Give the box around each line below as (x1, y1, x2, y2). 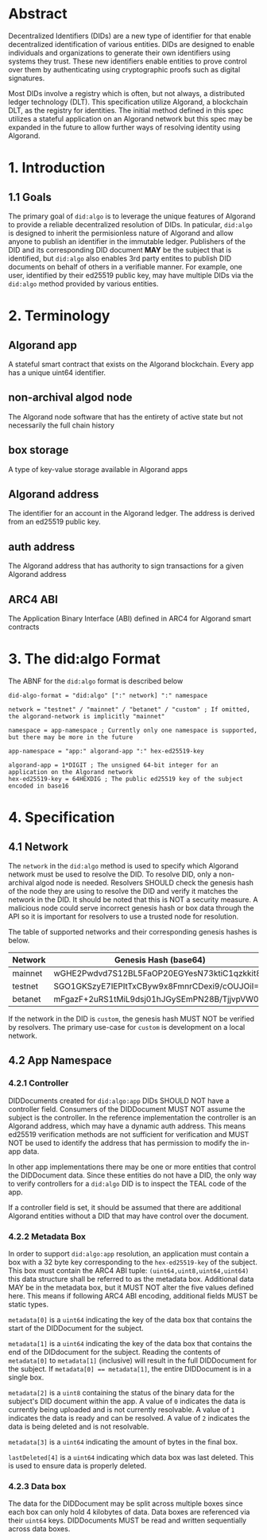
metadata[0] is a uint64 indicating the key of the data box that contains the (8, 1314, 253, 1324)
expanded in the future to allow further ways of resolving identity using (8, 122, 241, 132)
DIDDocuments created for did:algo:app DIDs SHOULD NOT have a (8, 1096, 230, 1105)
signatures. (8, 73, 45, 83)
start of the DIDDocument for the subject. (8, 1323, 145, 1333)
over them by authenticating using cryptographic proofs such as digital (8, 64, 241, 74)
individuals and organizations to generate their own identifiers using (8, 48, 230, 57)
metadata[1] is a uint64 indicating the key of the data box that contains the (8, 1338, 253, 1348)
